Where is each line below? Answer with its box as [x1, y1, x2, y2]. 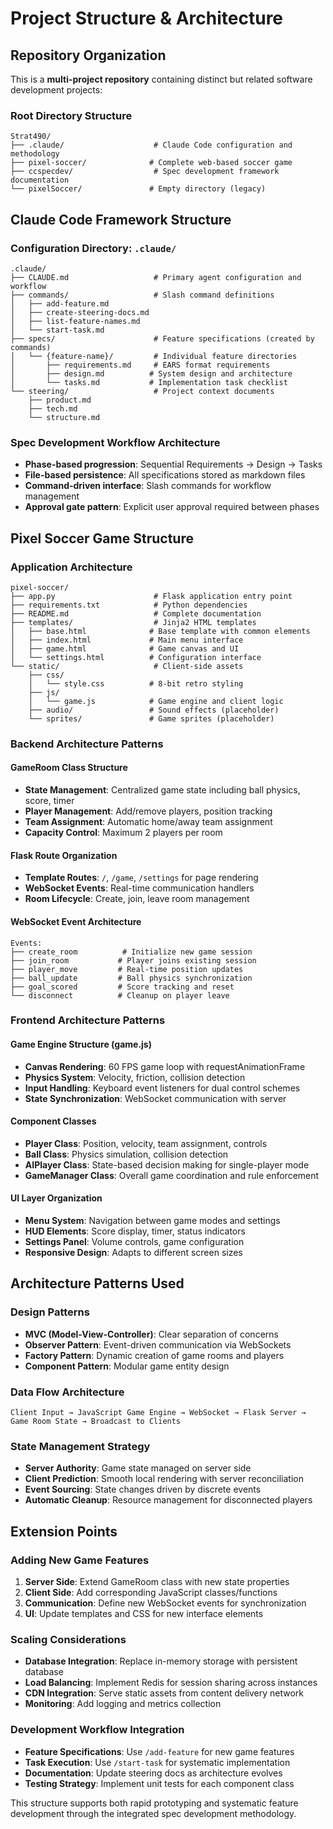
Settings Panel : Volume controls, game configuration [24, 1236, 245, 1248]
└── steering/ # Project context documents [10, 386, 275, 396]
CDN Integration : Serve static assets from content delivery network [24, 1687, 305, 1699]
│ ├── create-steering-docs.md [10, 307, 150, 317]
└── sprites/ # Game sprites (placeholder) [28, 713, 275, 724]
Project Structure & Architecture [10, 7, 284, 30]
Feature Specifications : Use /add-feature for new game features [24, 1745, 295, 1757]
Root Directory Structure [10, 108, 133, 122]
